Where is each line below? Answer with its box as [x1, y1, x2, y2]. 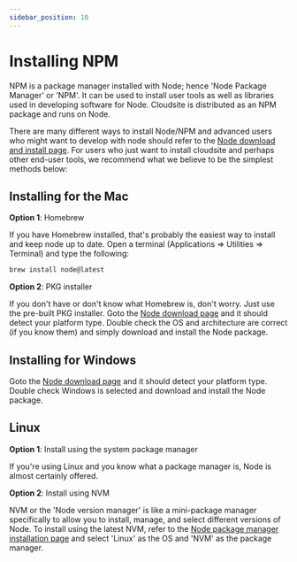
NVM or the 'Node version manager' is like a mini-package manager [9, 504, 257, 515]
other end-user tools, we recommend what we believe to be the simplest [9, 154, 274, 165]
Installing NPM [9, 50, 119, 71]
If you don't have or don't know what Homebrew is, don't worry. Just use [9, 298, 276, 310]
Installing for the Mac [9, 189, 129, 204]
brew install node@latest [9, 266, 104, 274]
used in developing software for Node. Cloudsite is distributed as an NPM [9, 99, 277, 110]
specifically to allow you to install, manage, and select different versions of [9, 514, 281, 525]
